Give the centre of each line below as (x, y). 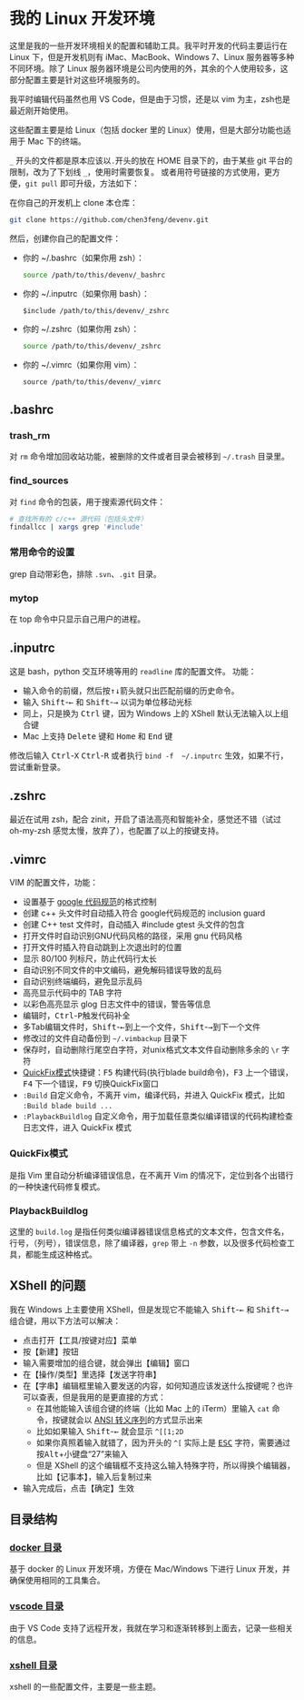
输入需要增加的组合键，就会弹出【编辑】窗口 (106, 1362)
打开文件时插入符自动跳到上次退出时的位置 (102, 947)
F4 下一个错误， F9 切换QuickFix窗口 (90, 1084)
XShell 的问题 (48, 1285)
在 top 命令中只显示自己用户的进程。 (78, 619)
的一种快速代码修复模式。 (57, 1186)
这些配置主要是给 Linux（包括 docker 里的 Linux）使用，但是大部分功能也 (147, 129)
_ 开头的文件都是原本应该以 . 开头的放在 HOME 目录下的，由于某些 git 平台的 (151, 160)
